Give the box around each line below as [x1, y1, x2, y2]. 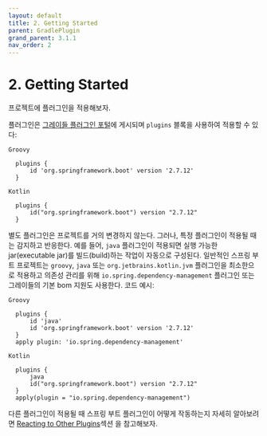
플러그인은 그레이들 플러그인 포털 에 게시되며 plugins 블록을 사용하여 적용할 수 [8, 120, 250, 130]
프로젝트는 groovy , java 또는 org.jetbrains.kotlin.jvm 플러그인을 [16, 261, 227, 270]
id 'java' [29, 317, 62, 325]
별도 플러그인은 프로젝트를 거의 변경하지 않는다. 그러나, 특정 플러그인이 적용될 [8, 230, 249, 240]
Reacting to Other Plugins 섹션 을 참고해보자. [16, 419, 158, 429]
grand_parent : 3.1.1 [8, 33, 77, 42]
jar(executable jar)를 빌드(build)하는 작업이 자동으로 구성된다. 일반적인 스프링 [8, 250, 251, 260]
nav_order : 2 [8, 41, 52, 49]
